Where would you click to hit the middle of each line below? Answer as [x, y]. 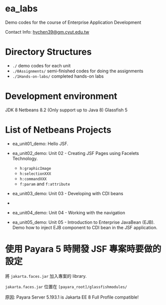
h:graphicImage [35, 168]
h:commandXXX [33, 179]
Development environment [61, 96]
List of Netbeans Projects [58, 130]
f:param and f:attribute [45, 184]
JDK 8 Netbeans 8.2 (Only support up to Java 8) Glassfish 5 [66, 110]
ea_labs [22, 9]
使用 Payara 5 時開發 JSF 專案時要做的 [83, 249]
